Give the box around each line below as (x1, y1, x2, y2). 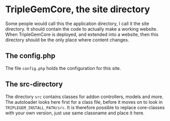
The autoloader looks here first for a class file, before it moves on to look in (5, 99, 163, 105)
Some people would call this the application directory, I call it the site (5, 20, 149, 27)
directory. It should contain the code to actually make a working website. (5, 26, 158, 32)
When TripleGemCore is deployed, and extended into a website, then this (5, 31, 159, 37)
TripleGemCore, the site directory (5, 4, 150, 15)
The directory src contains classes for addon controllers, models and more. (5, 93, 164, 100)
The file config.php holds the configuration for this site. (5, 65, 121, 71)
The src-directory (5, 80, 63, 89)
